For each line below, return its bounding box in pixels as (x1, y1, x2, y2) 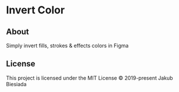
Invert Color (6, 3, 65, 17)
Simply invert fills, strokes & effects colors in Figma (6, 42, 129, 49)
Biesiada (6, 80, 27, 87)
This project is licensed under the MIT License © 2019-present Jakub (6, 74, 173, 82)
